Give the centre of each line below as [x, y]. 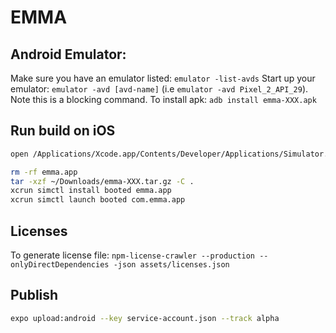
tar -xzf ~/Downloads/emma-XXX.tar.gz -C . [102, 181]
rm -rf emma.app [44, 172]
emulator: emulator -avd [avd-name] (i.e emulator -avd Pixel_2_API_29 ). [159, 89]
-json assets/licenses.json [171, 265]
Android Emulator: [68, 54]
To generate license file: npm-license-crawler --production [133, 255]
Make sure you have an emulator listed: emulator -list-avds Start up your [163, 78]
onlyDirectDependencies [60, 265]
